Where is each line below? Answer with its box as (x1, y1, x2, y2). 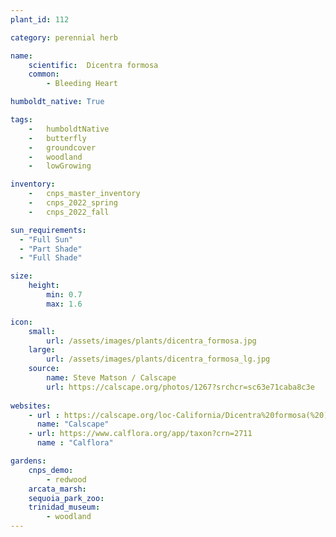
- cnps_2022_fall (28, 207, 110, 217)
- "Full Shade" (19, 253, 83, 263)
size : (10, 271, 33, 281)
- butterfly (28, 133, 87, 143)
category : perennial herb (10, 32, 118, 43)
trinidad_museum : (28, 502, 101, 513)
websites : (10, 401, 52, 411)
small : (28, 326, 56, 336)
